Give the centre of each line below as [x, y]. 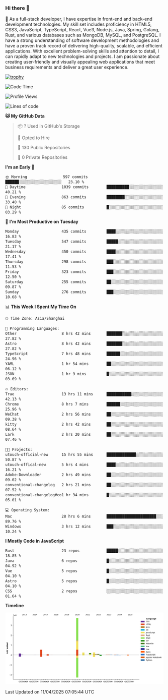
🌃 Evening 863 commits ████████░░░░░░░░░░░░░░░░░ [84, 197]
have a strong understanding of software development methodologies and [82, 40]
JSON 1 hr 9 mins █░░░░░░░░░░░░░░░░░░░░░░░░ [84, 374]
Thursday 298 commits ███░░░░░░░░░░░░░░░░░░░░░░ [84, 262]
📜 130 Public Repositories [44, 148]
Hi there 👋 [18, 8]
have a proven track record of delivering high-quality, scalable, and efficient [84, 46]
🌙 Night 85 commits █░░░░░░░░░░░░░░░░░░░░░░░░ [84, 207]
